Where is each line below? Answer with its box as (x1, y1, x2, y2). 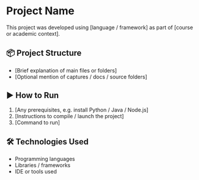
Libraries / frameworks (14, 162, 71, 169)
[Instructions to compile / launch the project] (14, 112, 124, 119)
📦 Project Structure (6, 48, 82, 58)
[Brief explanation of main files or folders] (14, 67, 117, 74)
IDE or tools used (14, 168, 57, 175)
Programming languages (14, 156, 75, 163)
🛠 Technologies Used (6, 137, 89, 147)
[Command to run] (14, 119, 61, 126)
